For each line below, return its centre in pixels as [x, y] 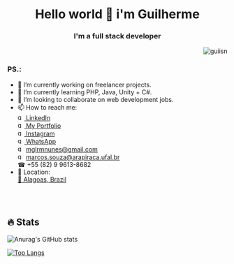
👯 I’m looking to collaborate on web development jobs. [95, 99]
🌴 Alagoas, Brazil [42, 179]
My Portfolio [43, 126]
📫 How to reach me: [47, 107]
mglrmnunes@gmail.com [61, 149]
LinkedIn [38, 117]
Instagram [40, 133]
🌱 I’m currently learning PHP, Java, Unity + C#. [85, 92]
